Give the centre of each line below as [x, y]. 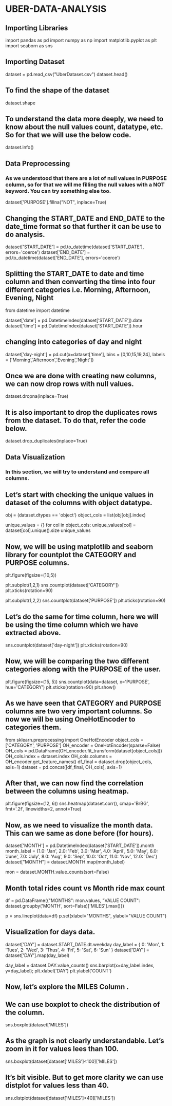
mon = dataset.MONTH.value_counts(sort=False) [57, 872]
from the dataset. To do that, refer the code [76, 420]
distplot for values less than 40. [57, 1086]
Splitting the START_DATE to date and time [75, 274]
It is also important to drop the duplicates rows [81, 412]
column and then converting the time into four [80, 282]
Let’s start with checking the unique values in [80, 495]
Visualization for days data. [50, 932]
